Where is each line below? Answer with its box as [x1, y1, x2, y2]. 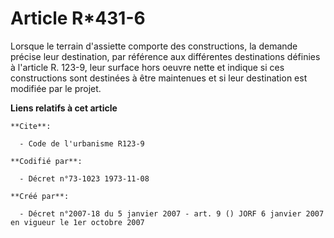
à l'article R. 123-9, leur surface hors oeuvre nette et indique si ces [10, 61, 285, 73]
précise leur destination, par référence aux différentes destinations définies [10, 50, 321, 62]
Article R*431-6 [10, 7, 146, 30]
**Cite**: [10, 121, 52, 131]
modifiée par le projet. [10, 82, 102, 94]
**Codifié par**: [10, 156, 83, 166]
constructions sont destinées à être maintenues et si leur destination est [10, 72, 308, 84]
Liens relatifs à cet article [10, 102, 118, 114]
